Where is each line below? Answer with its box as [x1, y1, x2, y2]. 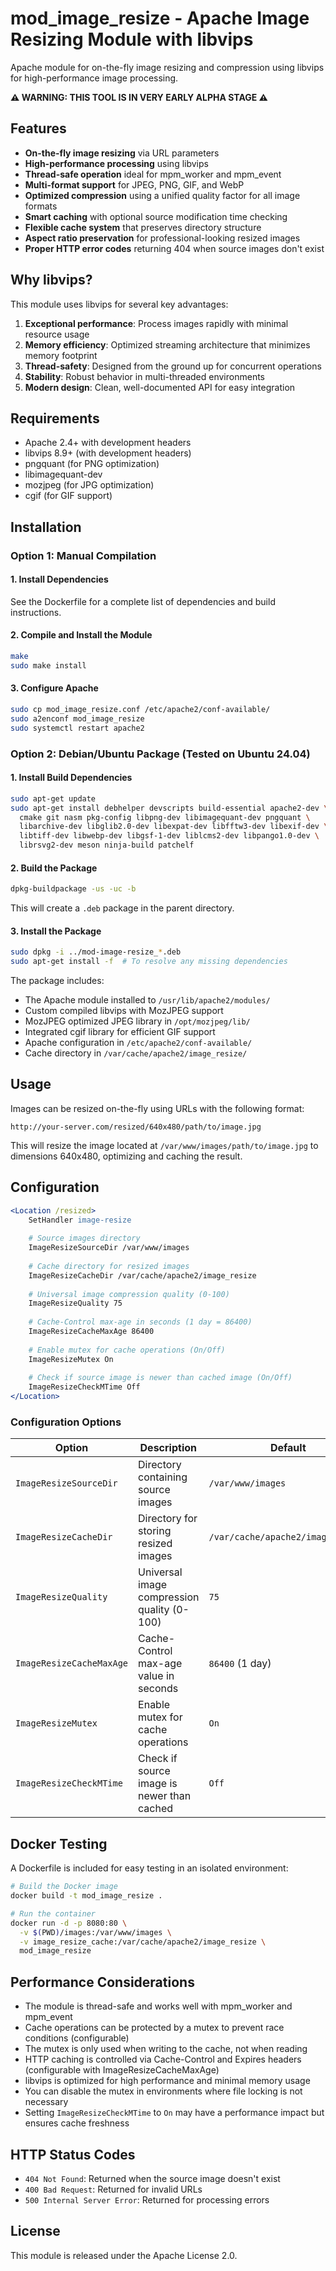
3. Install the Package [10, 925, 102, 937]
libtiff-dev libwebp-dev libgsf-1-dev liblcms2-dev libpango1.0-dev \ [19, 831, 320, 841]
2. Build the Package [10, 862, 98, 874]
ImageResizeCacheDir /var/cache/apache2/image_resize [28, 1270, 257, 1281]
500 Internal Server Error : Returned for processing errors [24, 2193, 270, 2206]
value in [138, 1669, 175, 1683]
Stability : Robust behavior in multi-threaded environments [24, 370, 265, 382]
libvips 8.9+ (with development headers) [24, 447, 192, 459]
